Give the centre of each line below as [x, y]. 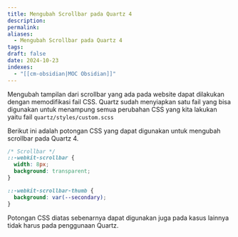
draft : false [27, 54]
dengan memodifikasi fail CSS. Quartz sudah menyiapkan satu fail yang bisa [119, 101]
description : [27, 21]
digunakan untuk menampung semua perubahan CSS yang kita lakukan [112, 109]
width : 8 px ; [32, 165]
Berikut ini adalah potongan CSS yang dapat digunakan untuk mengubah [114, 131]
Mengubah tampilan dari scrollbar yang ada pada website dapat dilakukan [116, 94]
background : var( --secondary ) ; [60, 197]
